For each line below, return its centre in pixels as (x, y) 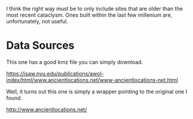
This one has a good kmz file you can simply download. (75, 62)
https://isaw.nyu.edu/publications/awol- (55, 74)
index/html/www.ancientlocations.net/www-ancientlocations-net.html (92, 80)
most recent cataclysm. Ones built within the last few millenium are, (89, 15)
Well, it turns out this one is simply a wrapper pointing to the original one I (97, 91)
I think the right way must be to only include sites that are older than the (95, 9)
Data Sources (40, 46)
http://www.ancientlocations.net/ (47, 109)
